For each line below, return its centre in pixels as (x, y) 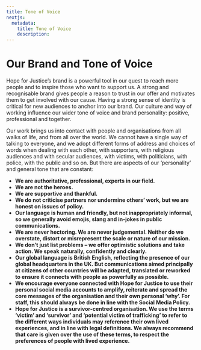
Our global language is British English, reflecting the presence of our (102, 258)
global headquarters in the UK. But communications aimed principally (104, 264)
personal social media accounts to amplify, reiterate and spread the (101, 290)
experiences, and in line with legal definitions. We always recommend (104, 328)
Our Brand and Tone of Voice (79, 64)
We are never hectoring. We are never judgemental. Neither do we (99, 232)
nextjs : (16, 17)
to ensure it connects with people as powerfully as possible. (92, 277)
